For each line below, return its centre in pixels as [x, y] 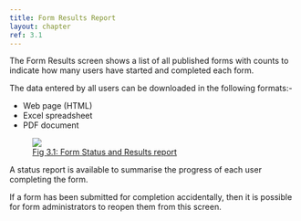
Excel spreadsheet [57, 116]
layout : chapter [40, 26]
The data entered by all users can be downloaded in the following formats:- [151, 89]
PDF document [51, 125]
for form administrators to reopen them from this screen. [115, 207]
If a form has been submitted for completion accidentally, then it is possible [151, 197]
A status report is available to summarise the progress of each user [136, 170]
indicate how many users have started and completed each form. [132, 70]
